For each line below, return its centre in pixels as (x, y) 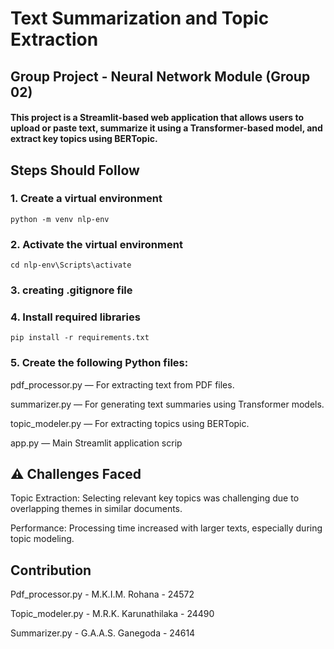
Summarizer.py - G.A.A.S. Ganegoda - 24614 (103, 633)
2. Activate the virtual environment (96, 244)
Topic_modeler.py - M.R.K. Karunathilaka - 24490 (112, 614)
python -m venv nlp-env (60, 219)
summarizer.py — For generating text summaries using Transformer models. (167, 404)
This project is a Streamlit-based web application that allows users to (157, 118)
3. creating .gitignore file (71, 290)
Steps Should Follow (75, 170)
